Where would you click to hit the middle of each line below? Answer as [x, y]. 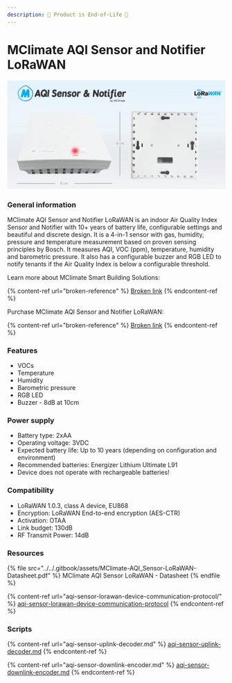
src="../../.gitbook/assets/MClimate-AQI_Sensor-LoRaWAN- [112, 568]
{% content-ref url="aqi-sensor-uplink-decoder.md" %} [87, 644]
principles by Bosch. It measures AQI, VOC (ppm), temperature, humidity [111, 249]
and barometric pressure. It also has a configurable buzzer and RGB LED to [114, 256]
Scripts [20, 629]
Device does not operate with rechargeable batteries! [93, 473]
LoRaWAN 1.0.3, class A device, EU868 [73, 505]
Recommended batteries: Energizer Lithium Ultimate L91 [97, 465]
